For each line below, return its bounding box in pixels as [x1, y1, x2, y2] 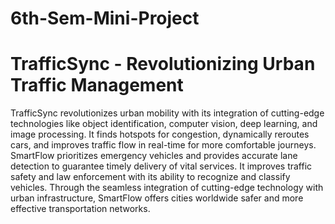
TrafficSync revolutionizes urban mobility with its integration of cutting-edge [10, 107, 325, 119]
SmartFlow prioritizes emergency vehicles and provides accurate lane [10, 150, 298, 162]
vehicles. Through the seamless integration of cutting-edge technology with [10, 182, 324, 194]
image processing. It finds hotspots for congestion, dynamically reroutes [10, 128, 310, 141]
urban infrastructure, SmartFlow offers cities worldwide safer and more [10, 192, 304, 204]
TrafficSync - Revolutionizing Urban [10, 53, 316, 76]
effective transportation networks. [10, 203, 151, 215]
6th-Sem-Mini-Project [10, 7, 200, 30]
